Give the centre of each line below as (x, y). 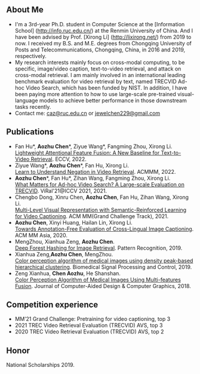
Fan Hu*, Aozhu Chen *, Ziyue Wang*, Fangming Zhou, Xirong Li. (93, 146)
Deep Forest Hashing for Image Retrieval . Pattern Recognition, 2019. (99, 248)
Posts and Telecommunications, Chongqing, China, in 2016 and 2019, (100, 50)
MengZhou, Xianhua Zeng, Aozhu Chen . (64, 241)
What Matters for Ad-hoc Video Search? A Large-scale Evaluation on (100, 184)
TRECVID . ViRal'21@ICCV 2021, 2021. (61, 191)
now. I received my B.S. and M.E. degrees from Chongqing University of (103, 43)
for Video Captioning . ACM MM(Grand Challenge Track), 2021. (92, 216)
